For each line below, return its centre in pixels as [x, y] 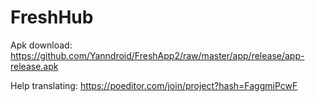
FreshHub [52, 17]
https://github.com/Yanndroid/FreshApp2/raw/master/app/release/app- [157, 55]
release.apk [34, 66]
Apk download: [41, 45]
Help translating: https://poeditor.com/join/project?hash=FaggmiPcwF [154, 85]
